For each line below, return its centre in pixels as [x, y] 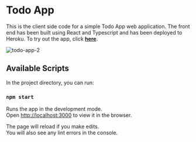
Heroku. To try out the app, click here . [52, 39]
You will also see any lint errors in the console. [62, 133]
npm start [20, 97]
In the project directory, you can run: [50, 82]
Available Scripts [37, 69]
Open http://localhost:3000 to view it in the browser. [69, 115]
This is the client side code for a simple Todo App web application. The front [98, 26]
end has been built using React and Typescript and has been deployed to [94, 32]
